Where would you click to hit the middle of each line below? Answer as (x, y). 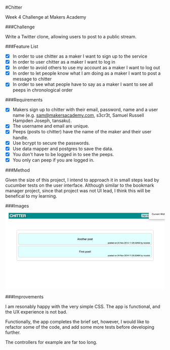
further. (13, 332)
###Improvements (25, 297)
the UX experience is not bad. (36, 312)
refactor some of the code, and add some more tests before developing (80, 327)
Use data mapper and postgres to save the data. (63, 148)
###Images (17, 206)
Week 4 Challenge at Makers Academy (46, 17)
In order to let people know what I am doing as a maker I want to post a (87, 73)
